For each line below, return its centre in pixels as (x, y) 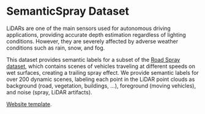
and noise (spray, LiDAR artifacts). (50, 92)
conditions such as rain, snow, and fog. (56, 48)
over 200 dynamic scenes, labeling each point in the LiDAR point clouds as (101, 79)
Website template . (29, 104)
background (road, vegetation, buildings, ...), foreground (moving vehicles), (101, 85)
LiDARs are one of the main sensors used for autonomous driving (89, 28)
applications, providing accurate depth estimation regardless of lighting (96, 34)
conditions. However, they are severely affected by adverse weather (92, 41)
